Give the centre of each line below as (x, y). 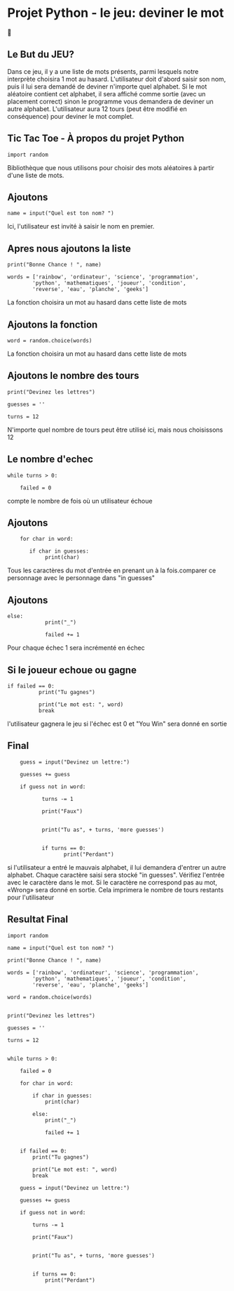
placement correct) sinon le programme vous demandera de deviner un (110, 101)
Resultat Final (38, 919)
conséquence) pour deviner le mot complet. (71, 116)
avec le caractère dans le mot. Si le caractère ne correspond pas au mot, (112, 882)
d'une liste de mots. (36, 175)
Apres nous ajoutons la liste (69, 249)
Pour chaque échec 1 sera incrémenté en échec (76, 648)
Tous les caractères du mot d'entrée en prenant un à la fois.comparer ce (112, 570)
